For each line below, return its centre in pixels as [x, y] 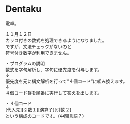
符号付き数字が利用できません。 [38, 53]
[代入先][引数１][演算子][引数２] [38, 110]
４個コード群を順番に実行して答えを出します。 [54, 93]
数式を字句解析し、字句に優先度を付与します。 [54, 70]
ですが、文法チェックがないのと [38, 46]
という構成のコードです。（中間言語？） [46, 116]
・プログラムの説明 [25, 63]
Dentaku [23, 9]
